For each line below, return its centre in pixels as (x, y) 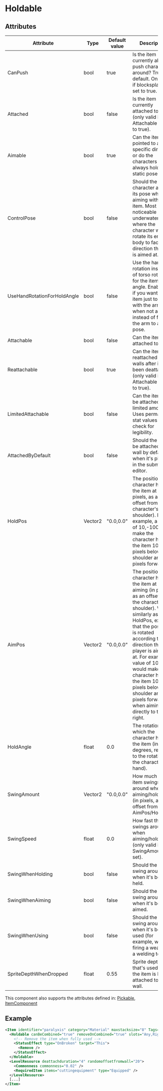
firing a (141, 948)
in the (139, 464)
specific (142, 149)
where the (144, 224)
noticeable (145, 212)
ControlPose (22, 218)
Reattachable (23, 370)
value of (142, 663)
